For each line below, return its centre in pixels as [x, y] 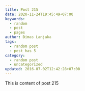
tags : [11, 42]
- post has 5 [23, 51]
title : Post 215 [22, 10]
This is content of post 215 [32, 83]
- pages [17, 32]
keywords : [15, 19]
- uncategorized [26, 64]
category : [15, 55]
